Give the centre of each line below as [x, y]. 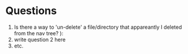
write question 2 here [40, 39]
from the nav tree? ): [39, 33]
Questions [31, 11]
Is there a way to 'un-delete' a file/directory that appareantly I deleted [98, 27]
